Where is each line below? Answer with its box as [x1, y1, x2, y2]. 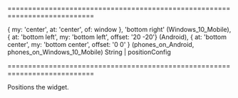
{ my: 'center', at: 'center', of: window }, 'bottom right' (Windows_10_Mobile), [7, 26, 232, 33]
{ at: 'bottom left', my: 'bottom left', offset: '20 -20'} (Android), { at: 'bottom [7, 33, 227, 41]
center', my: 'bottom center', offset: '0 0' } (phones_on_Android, [7, 40, 195, 48]
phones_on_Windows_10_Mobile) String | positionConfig [7, 48, 171, 56]
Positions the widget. [7, 83, 69, 91]
